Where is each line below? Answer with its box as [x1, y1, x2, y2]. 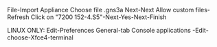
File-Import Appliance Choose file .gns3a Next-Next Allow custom [7, 6, 194, 14]
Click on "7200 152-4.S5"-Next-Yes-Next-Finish [30, 13, 167, 21]
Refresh [7, 13, 30, 21]
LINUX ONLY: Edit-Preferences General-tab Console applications [7, 27, 191, 34]
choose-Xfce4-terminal [7, 33, 73, 42]
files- [195, 6, 211, 14]
